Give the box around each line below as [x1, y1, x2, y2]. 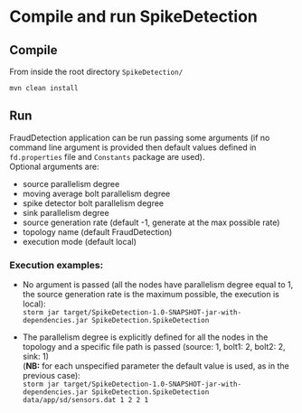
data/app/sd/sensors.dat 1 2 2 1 [22, 396, 149, 405]
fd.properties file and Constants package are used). [9, 151, 205, 162]
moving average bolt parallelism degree [22, 188, 171, 199]
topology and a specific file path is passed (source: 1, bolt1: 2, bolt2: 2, [22, 342, 286, 352]
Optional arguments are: [9, 161, 99, 172]
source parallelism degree [22, 178, 120, 189]
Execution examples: [9, 258, 104, 271]
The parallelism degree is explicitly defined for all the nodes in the [22, 332, 269, 343]
